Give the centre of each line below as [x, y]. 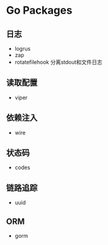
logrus [23, 49]
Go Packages [39, 10]
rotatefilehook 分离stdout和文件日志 [58, 62]
